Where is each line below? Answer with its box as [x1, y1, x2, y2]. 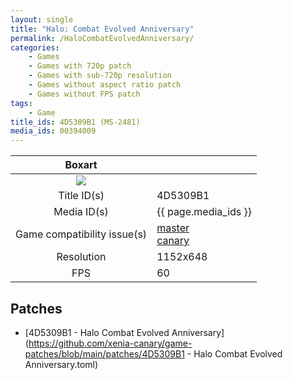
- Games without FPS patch [28, 89, 141, 99]
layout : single [10, 14, 74, 25]
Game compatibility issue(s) [15, 227, 148, 241]
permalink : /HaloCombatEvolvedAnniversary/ [10, 33, 195, 43]
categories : [10, 42, 60, 53]
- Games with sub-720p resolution [28, 71, 172, 81]
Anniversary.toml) [24, 358, 99, 370]
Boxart [64, 158, 98, 172]
